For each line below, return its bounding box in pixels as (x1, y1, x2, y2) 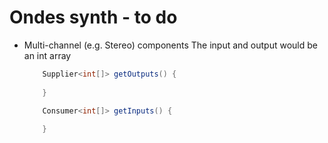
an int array (23, 49, 72, 61)
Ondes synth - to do (9, 6, 178, 29)
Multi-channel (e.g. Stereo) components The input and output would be (23, 39, 318, 51)
